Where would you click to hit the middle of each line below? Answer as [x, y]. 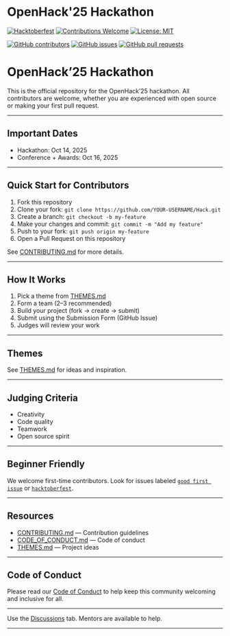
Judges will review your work [59, 325]
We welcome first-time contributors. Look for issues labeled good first [108, 480]
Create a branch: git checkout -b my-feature [81, 216]
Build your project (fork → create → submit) [78, 311]
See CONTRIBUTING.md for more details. [66, 252]
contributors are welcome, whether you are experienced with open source [112, 98]
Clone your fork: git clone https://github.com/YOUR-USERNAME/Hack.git [119, 209]
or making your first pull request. [53, 105]
